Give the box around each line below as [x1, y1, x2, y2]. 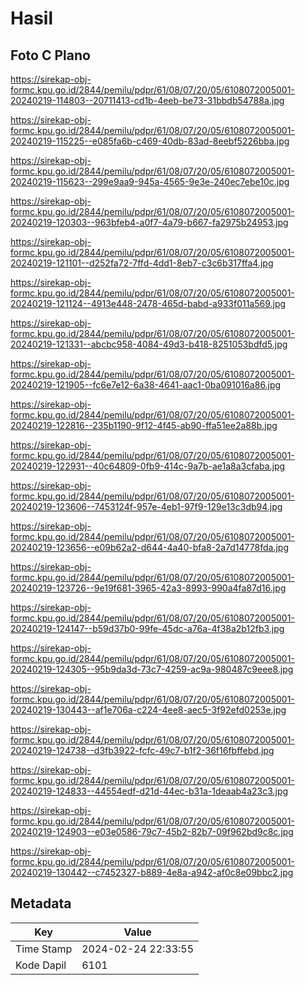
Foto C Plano [10, 47, 91, 64]
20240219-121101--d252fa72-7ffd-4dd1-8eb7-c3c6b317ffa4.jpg [10, 257, 274, 269]
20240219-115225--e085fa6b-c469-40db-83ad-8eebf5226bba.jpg [10, 135, 290, 147]
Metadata [10, 895, 72, 912]
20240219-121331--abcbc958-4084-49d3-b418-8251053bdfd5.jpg [10, 338, 288, 350]
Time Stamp [15, 942, 73, 956]
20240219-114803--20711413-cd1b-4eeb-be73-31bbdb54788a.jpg [10, 95, 285, 106]
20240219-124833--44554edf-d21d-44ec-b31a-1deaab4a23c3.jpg [10, 785, 289, 797]
